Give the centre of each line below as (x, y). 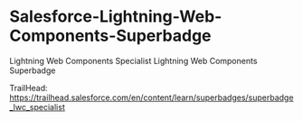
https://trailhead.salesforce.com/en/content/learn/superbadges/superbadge (151, 98)
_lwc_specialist (37, 107)
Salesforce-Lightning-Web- (116, 17)
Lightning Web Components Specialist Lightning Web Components (133, 60)
